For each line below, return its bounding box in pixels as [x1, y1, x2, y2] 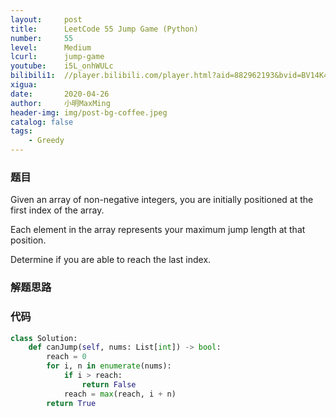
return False [81, 379, 137, 390]
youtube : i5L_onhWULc [10, 61, 114, 71]
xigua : [10, 80, 38, 90]
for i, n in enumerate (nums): [46, 361, 172, 371]
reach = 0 [46, 352, 87, 362]
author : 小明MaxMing [10, 98, 111, 108]
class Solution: [10, 333, 78, 343]
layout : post [10, 14, 83, 25]
